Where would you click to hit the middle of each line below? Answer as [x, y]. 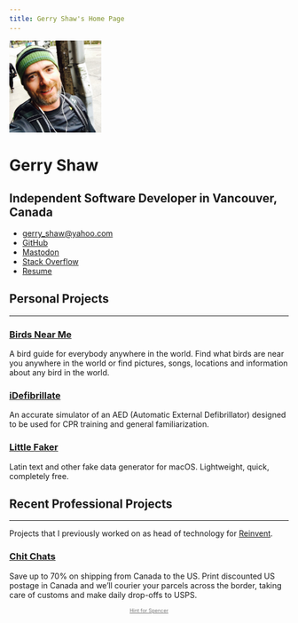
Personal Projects [59, 299]
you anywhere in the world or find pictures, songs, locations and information [149, 363]
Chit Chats [32, 556]
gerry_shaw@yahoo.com [67, 233]
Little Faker [34, 447]
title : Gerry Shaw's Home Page [67, 19]
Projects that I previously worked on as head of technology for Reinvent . [141, 533]
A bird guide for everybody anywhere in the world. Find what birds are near [147, 354]
